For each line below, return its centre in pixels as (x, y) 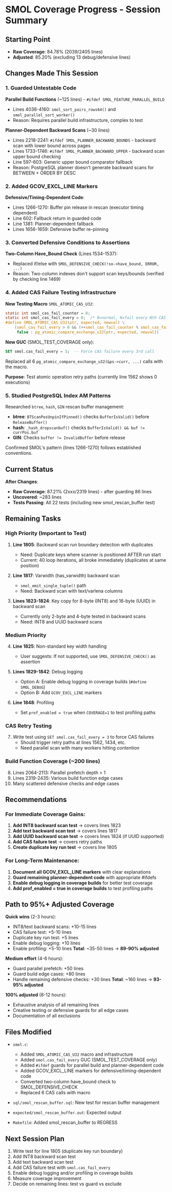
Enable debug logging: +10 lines (47, 943)
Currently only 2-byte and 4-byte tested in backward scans (83, 616)
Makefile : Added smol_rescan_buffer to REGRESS (65, 1123)
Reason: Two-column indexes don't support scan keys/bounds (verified (88, 274)
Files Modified (29, 1032)
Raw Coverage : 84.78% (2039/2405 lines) (58, 52)
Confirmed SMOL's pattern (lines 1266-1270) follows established (73, 448)
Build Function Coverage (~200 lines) (53, 761)
